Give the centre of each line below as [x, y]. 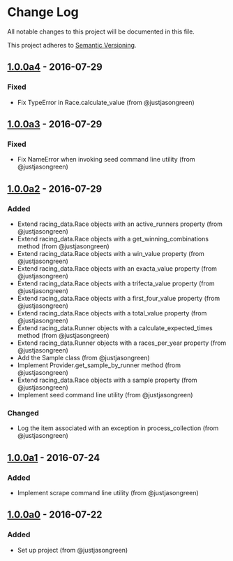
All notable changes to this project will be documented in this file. [101, 31]
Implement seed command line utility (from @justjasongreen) [105, 395]
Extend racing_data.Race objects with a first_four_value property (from [119, 298]
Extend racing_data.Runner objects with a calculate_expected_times [115, 328]
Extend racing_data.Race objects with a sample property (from [107, 380]
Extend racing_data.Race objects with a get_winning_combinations [113, 239]
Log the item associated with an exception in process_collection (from [118, 428]
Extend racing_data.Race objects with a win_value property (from [111, 254]
